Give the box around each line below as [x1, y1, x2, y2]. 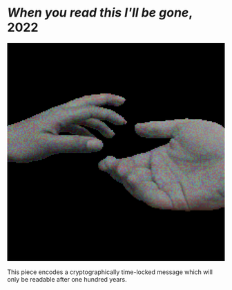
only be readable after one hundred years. [7, 275, 127, 283]
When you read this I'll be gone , [7, 5, 193, 21]
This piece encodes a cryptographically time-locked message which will [7, 268, 213, 276]
